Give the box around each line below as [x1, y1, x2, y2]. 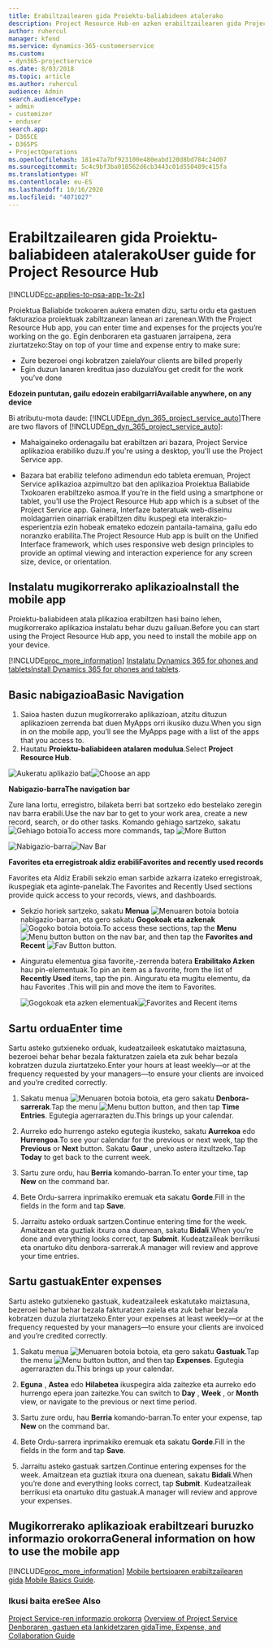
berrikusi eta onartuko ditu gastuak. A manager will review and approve [19, 1487, 258, 1497]
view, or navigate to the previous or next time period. [19, 1396, 197, 1406]
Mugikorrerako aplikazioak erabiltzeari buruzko [8, 1520, 254, 1533]
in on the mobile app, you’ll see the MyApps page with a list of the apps [19, 727, 260, 737]
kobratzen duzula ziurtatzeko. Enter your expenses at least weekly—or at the [8, 1313, 264, 1323]
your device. [8, 640, 50, 650]
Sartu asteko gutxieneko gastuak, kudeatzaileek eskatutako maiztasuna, [8, 1296, 250, 1306]
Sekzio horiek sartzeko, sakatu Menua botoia [19, 906, 240, 916]
